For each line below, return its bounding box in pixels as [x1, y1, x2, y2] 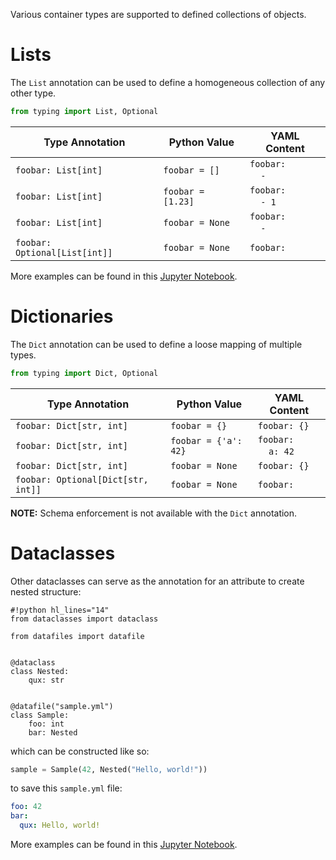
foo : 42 [10, 802, 43, 812]
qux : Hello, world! [19, 820, 101, 831]
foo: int [28, 719, 65, 729]
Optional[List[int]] [15, 247, 113, 258]
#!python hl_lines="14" [10, 605, 110, 615]
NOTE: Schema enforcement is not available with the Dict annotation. [10, 507, 298, 519]
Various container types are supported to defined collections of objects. [10, 9, 307, 20]
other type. [10, 87, 57, 99]
